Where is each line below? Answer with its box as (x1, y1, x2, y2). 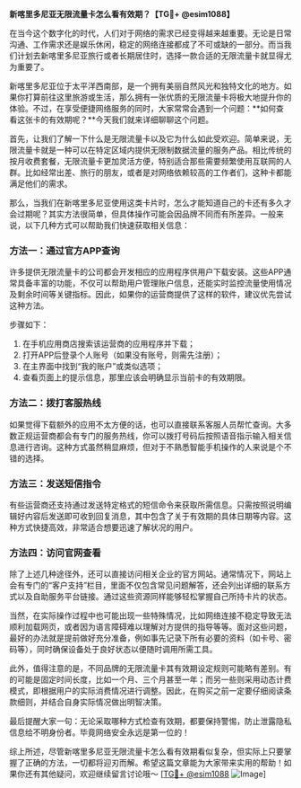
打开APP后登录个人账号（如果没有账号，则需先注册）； (21, 350, 223, 360)
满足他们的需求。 (9, 179, 73, 189)
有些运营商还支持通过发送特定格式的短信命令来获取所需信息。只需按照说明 (9, 499, 284, 510)
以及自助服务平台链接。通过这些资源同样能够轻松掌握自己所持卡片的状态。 (16, 591, 292, 602)
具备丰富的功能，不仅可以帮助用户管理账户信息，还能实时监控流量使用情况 (16, 278, 292, 288)
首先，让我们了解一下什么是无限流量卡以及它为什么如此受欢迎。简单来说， (9, 134, 284, 144)
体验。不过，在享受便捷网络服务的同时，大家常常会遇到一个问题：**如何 (9, 103, 277, 113)
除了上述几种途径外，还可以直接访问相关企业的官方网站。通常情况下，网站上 (9, 569, 292, 580)
